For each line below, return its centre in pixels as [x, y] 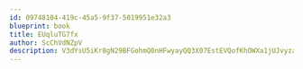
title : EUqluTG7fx [44, 34]
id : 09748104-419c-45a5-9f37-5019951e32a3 [90, 17]
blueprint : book [40, 26]
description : [34, 51]
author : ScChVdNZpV [46, 43]
